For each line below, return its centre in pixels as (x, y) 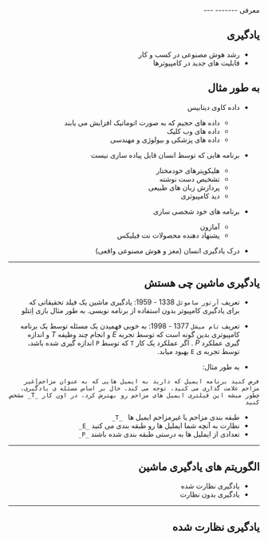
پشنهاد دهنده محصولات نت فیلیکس (168, 235)
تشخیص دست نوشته (189, 179)
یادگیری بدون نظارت (210, 494)
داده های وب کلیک (193, 131)
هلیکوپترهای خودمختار (188, 170)
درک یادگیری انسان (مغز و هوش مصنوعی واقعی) (167, 250)
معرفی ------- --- (231, 10)
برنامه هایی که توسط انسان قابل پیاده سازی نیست (165, 155)
